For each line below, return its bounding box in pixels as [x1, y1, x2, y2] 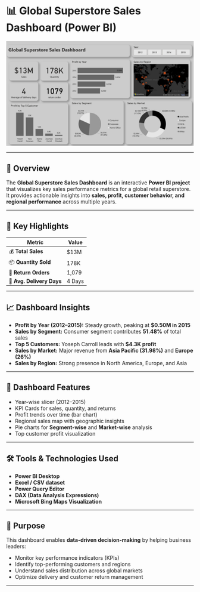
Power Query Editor [14, 485, 65, 492]
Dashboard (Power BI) [6, 21, 117, 35]
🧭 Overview [6, 163, 50, 173]
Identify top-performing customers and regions [14, 561, 131, 568]
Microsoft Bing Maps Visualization [14, 498, 102, 505]
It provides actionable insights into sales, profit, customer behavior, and [6, 192, 185, 199]
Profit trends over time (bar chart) [14, 411, 98, 418]
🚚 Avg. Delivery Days [8, 277, 62, 285]
